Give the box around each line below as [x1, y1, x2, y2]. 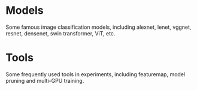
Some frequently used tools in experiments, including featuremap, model [5, 70, 186, 78]
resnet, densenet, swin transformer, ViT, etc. [5, 29, 116, 37]
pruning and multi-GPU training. [5, 77, 84, 84]
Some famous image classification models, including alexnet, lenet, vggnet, [5, 23, 192, 31]
